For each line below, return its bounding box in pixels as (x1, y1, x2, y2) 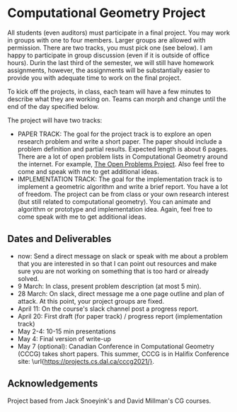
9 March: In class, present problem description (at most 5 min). (17, 282, 202, 290)
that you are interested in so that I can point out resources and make (17, 259, 217, 268)
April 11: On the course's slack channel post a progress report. (17, 304, 200, 313)
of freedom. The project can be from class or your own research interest (17, 190, 229, 198)
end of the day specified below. (7, 102, 99, 110)
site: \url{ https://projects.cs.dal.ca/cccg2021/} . (17, 357, 154, 365)
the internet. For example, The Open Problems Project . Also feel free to (17, 159, 225, 168)
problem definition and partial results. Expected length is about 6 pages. (17, 144, 229, 153)
